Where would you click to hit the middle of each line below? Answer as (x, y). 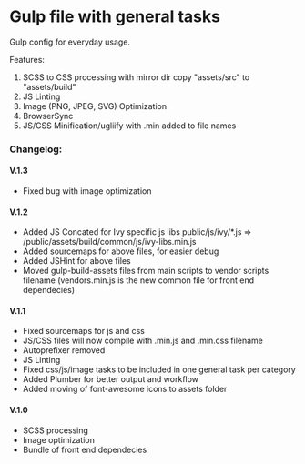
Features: (27, 59)
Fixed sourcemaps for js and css (84, 331)
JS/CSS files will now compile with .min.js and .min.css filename (143, 341)
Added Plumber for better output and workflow (110, 379)
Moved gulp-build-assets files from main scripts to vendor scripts (146, 271)
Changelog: (36, 149)
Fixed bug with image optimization (87, 191)
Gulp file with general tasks (115, 17)
